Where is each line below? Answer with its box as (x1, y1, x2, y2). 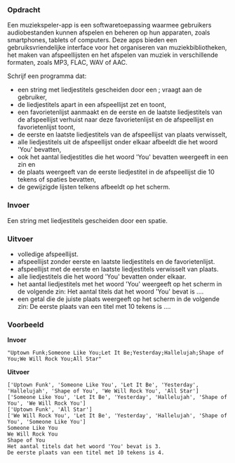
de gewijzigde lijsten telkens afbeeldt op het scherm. (17, 183, 170, 191)
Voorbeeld (7, 319, 44, 329)
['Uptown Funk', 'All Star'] (7, 406, 93, 413)
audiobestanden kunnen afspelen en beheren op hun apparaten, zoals (7, 28, 210, 37)
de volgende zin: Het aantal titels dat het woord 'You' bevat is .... (17, 287, 204, 296)
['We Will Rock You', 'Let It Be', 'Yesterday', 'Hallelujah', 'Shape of (7, 412, 228, 419)
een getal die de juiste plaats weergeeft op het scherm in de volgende (17, 294, 220, 303)
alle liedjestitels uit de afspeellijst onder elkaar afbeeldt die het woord (17, 138, 218, 146)
